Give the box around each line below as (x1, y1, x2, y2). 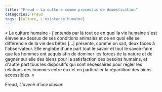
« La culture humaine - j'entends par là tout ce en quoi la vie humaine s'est (5, 30, 157, 36)
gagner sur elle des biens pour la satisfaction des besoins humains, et (5, 56, 148, 62)
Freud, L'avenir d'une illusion (5, 82, 64, 88)
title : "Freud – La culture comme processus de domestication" (5, 7, 138, 12)
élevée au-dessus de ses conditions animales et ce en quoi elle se (5, 35, 140, 41)
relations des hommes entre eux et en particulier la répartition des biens (5, 67, 152, 73)
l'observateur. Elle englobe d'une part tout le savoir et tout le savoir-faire (5, 46, 153, 52)
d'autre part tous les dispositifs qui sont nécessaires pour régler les (5, 61, 142, 67)
